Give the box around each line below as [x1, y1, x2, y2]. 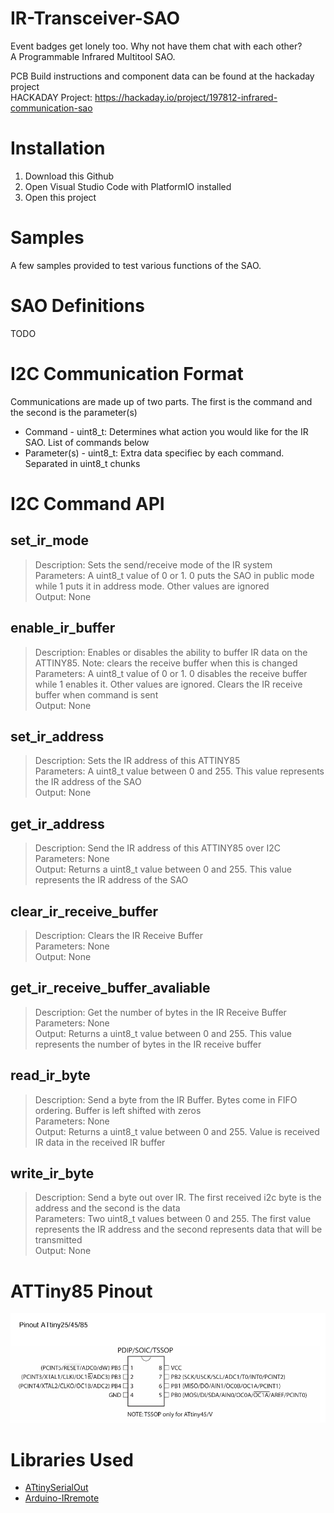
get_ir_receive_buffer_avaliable [10, 980, 211, 997]
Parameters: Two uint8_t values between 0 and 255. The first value [34, 1213, 312, 1225]
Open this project [24, 191, 97, 203]
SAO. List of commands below [24, 436, 150, 448]
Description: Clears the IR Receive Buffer [34, 929, 203, 941]
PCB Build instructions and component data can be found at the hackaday [10, 70, 315, 82]
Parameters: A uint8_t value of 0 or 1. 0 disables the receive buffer [34, 667, 308, 679]
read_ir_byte [10, 1067, 91, 1084]
